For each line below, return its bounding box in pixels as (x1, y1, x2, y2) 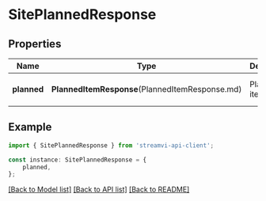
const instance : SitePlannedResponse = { (8, 156, 147, 164)
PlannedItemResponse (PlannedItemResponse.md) (51, 84, 242, 94)
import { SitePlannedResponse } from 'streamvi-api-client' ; (8, 141, 215, 150)
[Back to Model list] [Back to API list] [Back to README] (8, 184, 190, 195)
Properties (8, 37, 62, 51)
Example (8, 120, 52, 134)
